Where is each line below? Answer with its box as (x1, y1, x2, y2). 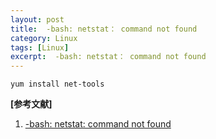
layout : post (10, 14, 65, 25)
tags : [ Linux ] (10, 42, 70, 53)
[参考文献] (10, 98, 53, 110)
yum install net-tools (10, 79, 105, 90)
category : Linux (10, 33, 78, 43)
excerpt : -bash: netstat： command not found (10, 52, 207, 62)
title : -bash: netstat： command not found (10, 24, 198, 34)
